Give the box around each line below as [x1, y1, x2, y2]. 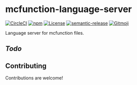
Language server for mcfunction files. [5, 30, 84, 36]
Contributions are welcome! [5, 75, 63, 81]
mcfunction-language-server [5, 4, 132, 15]
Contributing [5, 61, 47, 70]
